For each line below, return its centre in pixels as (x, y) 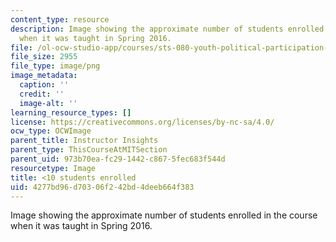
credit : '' (42, 94)
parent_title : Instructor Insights (84, 141)
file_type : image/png (55, 66)
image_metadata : (44, 76)
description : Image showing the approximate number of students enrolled (167, 29)
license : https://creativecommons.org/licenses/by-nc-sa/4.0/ (142, 122)
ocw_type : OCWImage (51, 131)
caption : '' (44, 85)
